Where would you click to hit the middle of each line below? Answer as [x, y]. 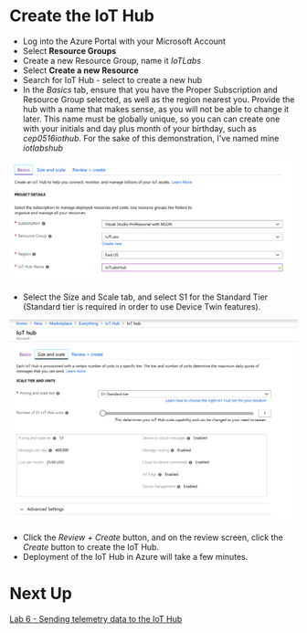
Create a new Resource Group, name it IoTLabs [112, 60]
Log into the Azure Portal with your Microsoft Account [124, 41]
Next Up [41, 594]
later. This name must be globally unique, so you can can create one [151, 119]
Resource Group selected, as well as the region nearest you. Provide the [159, 99]
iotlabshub [43, 148]
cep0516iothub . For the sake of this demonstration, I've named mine [151, 138]
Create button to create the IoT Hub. [91, 547]
